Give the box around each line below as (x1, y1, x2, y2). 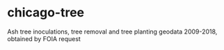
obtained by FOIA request (7, 34, 81, 42)
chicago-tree (7, 5, 85, 21)
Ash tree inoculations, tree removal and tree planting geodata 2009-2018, (7, 27, 218, 36)
